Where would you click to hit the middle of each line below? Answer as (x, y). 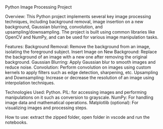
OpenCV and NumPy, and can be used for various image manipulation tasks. (82, 37)
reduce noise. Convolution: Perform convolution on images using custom (78, 67)
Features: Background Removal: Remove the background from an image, (78, 46)
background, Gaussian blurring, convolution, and (54, 27)
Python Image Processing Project (38, 7)
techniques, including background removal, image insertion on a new (74, 22)
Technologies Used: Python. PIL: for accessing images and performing (76, 92)
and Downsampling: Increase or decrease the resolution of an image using (80, 78)
